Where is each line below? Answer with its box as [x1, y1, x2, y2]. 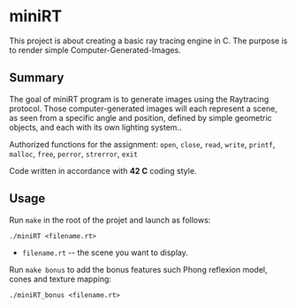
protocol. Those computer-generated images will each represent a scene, [9, 103, 278, 114]
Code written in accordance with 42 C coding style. [9, 165, 197, 176]
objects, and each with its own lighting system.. [9, 122, 182, 132]
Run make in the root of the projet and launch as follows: [9, 214, 211, 225]
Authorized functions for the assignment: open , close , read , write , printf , [9, 139, 276, 149]
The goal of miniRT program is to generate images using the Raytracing [9, 94, 269, 104]
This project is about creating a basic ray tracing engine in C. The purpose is [9, 35, 288, 46]
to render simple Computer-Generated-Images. [9, 44, 181, 55]
